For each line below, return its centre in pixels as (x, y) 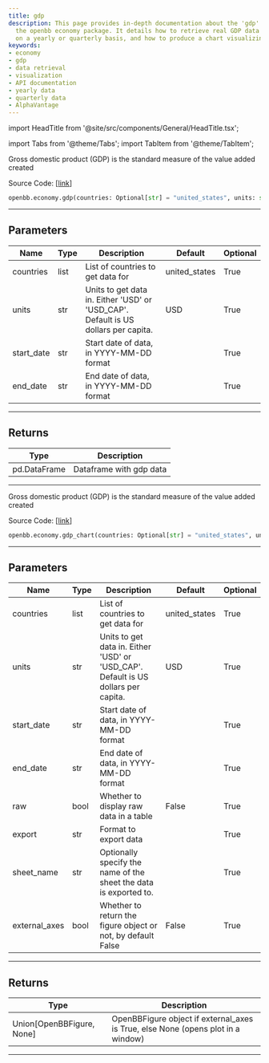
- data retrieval (37, 68)
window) (128, 1039)
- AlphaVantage (34, 105)
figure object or (128, 926)
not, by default (127, 935)
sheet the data (126, 882)
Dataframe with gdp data (120, 469)
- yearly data (32, 90)
